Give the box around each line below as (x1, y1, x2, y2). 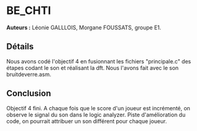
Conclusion (6, 88, 52, 99)
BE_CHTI (6, 4, 51, 18)
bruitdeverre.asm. (6, 71, 52, 78)
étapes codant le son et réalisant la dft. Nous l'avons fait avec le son (6, 64, 179, 71)
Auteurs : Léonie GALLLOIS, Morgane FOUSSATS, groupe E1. (6, 24, 161, 31)
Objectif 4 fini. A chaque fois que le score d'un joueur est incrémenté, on (6, 104, 190, 112)
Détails (6, 41, 34, 52)
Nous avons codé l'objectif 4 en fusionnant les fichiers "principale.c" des (6, 57, 191, 65)
